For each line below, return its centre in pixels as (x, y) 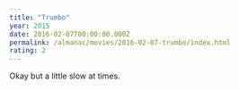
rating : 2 (28, 51)
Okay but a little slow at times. (65, 76)
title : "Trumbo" (40, 17)
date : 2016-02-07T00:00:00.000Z (70, 34)
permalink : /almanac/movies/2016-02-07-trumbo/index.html (120, 42)
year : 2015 (30, 26)
